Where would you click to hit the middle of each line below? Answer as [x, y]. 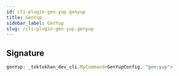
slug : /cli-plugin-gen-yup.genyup [50, 29]
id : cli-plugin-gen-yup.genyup [46, 12]
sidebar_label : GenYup [35, 23]
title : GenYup [24, 17]
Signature [25, 53]
